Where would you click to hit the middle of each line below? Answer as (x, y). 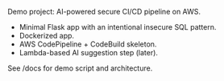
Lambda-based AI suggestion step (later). (89, 53)
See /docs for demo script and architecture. (80, 68)
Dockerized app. (46, 36)
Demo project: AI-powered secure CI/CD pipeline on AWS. (104, 12)
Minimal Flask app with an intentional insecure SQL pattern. (118, 27)
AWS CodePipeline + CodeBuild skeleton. (88, 44)
